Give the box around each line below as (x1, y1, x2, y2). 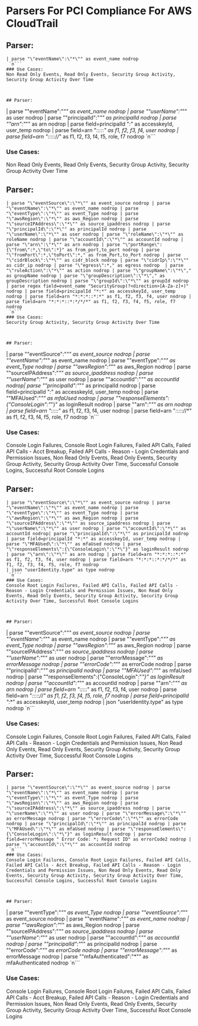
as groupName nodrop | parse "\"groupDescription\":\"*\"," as (6, 273, 165, 279)
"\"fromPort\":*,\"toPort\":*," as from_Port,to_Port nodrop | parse (6, 252, 181, 258)
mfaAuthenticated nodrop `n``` (6, 959, 80, 966)
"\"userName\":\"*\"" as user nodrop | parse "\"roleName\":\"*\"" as (6, 231, 184, 237)
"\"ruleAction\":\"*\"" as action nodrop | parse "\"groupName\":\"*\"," (6, 268, 192, 274)
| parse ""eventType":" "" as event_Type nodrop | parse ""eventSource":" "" (6, 909, 188, 916)
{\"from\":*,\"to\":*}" (6, 247, 65, 253)
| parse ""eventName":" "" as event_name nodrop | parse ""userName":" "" (6, 108, 187, 115)
